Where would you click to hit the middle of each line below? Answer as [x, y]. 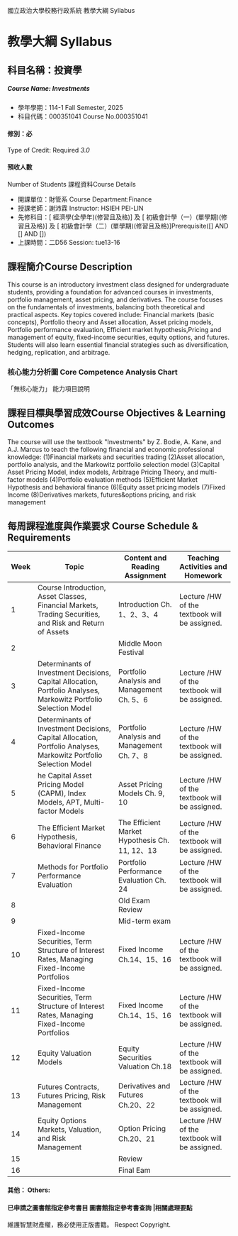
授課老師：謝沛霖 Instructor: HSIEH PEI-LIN [80, 208]
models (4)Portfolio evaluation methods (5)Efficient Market [112, 479]
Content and [145, 558]
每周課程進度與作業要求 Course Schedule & [103, 526]
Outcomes [31, 425]
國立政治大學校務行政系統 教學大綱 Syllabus [71, 10]
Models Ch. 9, [141, 793]
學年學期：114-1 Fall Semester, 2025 [70, 107]
